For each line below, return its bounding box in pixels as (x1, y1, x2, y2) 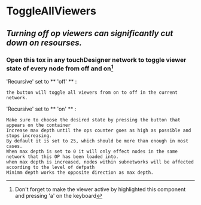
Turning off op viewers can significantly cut (6, 28, 173, 38)
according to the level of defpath (6, 164, 95, 171)
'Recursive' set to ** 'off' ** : (6, 78, 77, 85)
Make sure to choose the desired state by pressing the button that (6, 117, 181, 123)
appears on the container (6, 122, 71, 129)
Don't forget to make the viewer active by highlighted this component (14, 186, 186, 193)
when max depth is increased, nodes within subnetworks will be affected (6, 159, 194, 165)
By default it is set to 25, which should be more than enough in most (6, 138, 188, 144)
